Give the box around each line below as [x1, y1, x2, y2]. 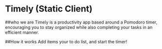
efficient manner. [5, 29, 39, 35]
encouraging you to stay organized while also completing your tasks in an [5, 24, 153, 30]
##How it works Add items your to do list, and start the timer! [5, 38, 127, 44]
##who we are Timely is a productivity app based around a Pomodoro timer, [5, 19, 158, 25]
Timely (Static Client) [5, 3, 93, 14]
